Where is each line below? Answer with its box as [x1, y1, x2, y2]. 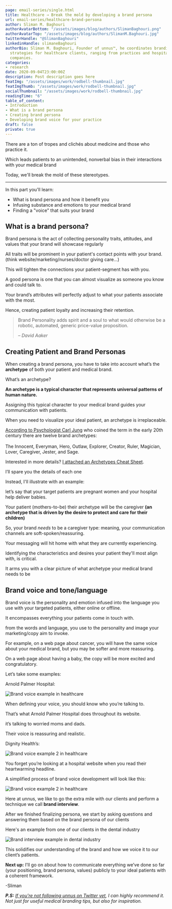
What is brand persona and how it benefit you [12, 196, 110, 203]
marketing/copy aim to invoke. [5, 630, 69, 636]
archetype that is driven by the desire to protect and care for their [5, 509, 147, 516]
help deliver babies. [5, 494, 47, 500]
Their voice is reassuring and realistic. [5, 730, 86, 737]
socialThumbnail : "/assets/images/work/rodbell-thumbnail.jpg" [5, 88, 143, 94]
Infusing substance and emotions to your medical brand [12, 202, 131, 208]
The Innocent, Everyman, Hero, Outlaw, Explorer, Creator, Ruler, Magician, [5, 443, 161, 449]
